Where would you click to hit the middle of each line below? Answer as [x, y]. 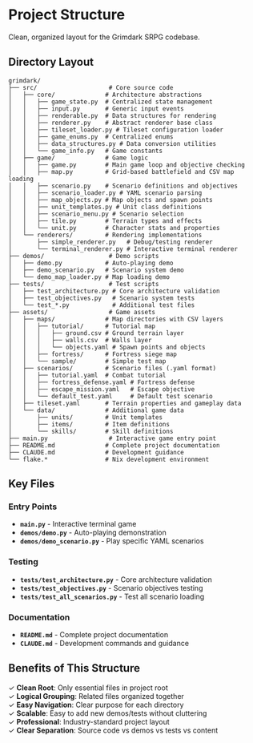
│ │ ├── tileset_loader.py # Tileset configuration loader [116, 130]
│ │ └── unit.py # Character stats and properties [114, 228]
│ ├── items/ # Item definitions [89, 424]
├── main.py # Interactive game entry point [112, 438]
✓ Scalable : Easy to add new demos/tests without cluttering [108, 713]
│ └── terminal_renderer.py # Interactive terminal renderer [123, 249]
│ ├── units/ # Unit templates [85, 417]
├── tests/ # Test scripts [84, 284]
